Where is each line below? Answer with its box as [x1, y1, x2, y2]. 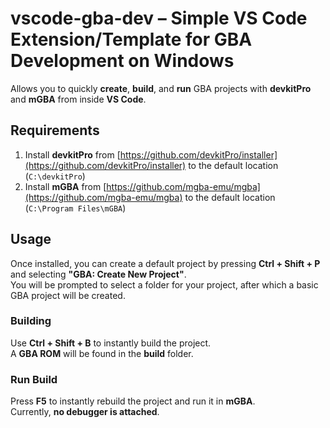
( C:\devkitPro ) [24, 170, 86, 182]
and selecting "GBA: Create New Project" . [10, 268, 187, 280]
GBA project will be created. [10, 289, 126, 301]
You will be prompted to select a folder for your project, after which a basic [10, 278, 319, 291]
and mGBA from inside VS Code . [10, 93, 147, 105]
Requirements [10, 122, 100, 139]
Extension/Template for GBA [10, 28, 253, 51]
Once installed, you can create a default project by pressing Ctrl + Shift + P [10, 257, 321, 269]
